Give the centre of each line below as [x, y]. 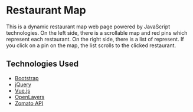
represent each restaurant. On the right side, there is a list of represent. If [95, 39]
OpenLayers [30, 97]
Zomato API [29, 103]
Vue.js [22, 90]
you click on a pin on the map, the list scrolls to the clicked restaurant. [91, 45]
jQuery [23, 84]
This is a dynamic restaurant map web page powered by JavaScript [88, 27]
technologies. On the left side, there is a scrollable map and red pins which [97, 32]
